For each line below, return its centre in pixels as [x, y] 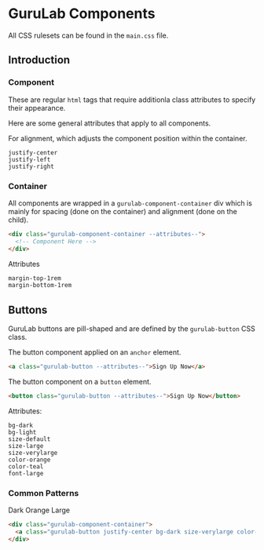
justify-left [29, 159]
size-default [29, 439]
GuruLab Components [82, 14]
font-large [26, 473]
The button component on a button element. [80, 381]
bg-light [22, 432]
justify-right [31, 166]
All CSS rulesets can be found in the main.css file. [88, 35]
